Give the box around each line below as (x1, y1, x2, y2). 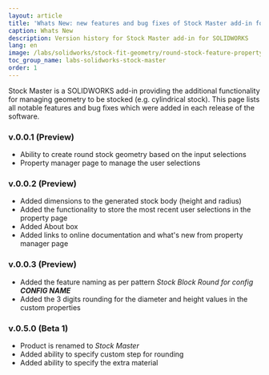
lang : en (8, 42, 38, 50)
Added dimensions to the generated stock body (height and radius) (19, 196, 242, 206)
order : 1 (8, 64, 38, 72)
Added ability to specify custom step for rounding (19, 349, 184, 359)
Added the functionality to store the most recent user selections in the (19, 205, 251, 215)
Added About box (19, 222, 78, 232)
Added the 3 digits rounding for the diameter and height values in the (19, 294, 248, 304)
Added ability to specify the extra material (19, 357, 159, 367)
